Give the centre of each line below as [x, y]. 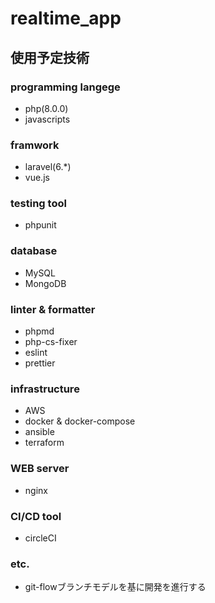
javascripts [47, 119]
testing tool [38, 204]
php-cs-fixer [51, 342]
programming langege [65, 87]
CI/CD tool [36, 516]
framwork [35, 145]
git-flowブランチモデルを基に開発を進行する [115, 587]
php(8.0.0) [46, 108]
